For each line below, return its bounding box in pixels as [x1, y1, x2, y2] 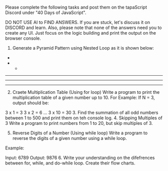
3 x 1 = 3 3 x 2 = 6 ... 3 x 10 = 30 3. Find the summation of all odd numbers [5, 110, 158, 115]
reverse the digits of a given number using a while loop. [12, 135, 127, 141]
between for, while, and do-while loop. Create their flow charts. [5, 160, 136, 166]
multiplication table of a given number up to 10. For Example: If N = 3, [12, 95, 155, 100]
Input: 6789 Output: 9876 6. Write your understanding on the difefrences [5, 155, 155, 160]
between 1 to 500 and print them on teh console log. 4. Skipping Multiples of [5, 115, 162, 121]
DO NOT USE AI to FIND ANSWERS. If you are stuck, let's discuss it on [5, 20, 150, 25]
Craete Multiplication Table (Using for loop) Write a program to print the [12, 89, 160, 95]
